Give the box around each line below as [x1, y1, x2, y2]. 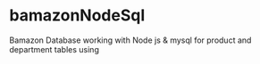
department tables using [9, 44, 100, 54]
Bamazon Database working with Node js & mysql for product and [9, 35, 252, 45]
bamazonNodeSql [9, 5, 146, 26]
